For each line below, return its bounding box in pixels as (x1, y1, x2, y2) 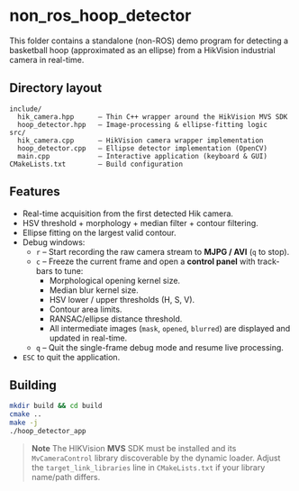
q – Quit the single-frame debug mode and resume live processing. (35, 341, 284, 352)
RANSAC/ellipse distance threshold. (49, 313, 183, 324)
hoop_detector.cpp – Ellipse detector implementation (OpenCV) (17, 143, 268, 153)
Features (9, 184, 60, 199)
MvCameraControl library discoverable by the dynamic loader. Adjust (31, 452, 281, 463)
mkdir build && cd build (9, 402, 103, 411)
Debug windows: (22, 236, 86, 248)
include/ (9, 105, 42, 114)
